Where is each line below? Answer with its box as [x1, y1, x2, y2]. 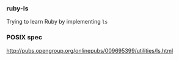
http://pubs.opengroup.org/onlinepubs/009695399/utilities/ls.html [6, 47, 174, 54]
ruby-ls [6, 4, 29, 13]
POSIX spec [6, 33, 43, 42]
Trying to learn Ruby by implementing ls [6, 18, 108, 25]
